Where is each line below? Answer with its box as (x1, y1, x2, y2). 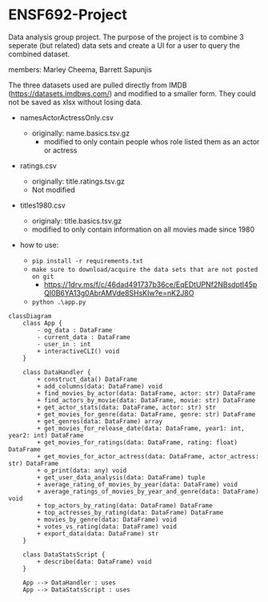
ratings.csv (19, 160, 58, 170)
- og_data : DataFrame (37, 326, 113, 334)
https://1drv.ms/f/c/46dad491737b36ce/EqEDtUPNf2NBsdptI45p (43, 279, 258, 289)
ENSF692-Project (8, 6, 128, 24)
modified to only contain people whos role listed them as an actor (43, 136, 260, 146)
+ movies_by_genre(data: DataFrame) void (37, 515, 178, 523)
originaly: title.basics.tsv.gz (31, 216, 122, 225)
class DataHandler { (22, 368, 91, 376)
